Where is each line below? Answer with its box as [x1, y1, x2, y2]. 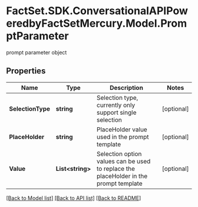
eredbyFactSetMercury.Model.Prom [6, 17, 187, 30]
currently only [96, 101, 136, 109]
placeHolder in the [96, 172, 148, 180]
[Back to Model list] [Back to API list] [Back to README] [6, 194, 141, 202]
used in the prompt [96, 132, 149, 141]
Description [110, 83, 143, 92]
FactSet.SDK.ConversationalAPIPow [6, 4, 189, 18]
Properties [6, 66, 46, 76]
